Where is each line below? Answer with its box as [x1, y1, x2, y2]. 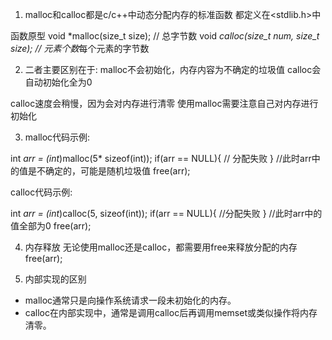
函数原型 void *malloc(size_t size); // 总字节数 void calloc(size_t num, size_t [10, 30, 320, 42]
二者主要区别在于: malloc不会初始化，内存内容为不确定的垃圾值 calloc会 [24, 64, 322, 75]
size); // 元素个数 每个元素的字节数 [10, 43, 150, 54]
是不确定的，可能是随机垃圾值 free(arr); [27, 165, 191, 177]
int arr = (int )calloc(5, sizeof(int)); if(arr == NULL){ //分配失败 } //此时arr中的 [10, 208, 323, 219]
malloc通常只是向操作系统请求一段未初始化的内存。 [24, 294, 237, 306]
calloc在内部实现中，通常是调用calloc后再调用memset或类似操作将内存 [24, 307, 318, 318]
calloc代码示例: [10, 186, 73, 198]
